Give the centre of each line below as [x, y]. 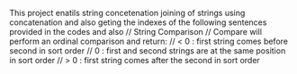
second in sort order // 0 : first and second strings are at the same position [148, 51]
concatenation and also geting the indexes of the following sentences [138, 22]
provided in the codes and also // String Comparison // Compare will [136, 32]
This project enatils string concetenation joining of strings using [127, 13]
